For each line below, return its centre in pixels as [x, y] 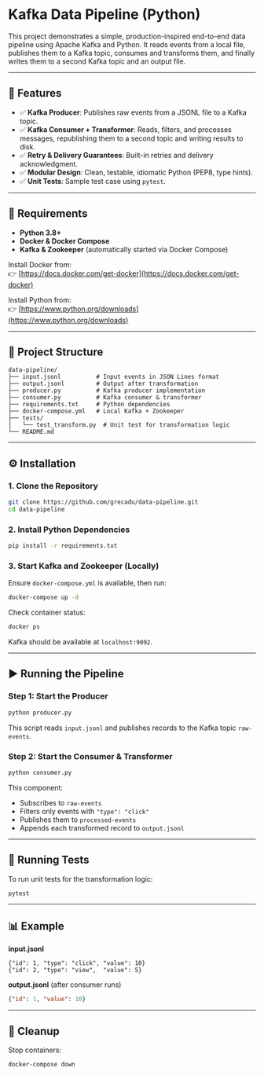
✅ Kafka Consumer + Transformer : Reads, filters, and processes [125, 129]
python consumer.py [40, 772]
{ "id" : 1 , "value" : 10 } [47, 1000]
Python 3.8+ [40, 233]
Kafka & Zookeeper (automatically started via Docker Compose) [124, 249]
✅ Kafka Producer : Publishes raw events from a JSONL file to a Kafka [133, 112]
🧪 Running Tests [49, 860]
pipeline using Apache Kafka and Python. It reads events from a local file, [127, 44]
